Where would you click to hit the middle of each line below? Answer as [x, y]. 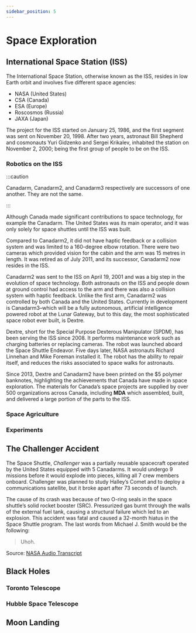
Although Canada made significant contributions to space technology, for [94, 217]
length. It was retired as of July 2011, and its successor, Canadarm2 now [93, 259]
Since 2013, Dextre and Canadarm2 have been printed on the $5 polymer [94, 374]
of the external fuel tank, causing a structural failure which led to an [87, 511]
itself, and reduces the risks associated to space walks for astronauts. [90, 362]
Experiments [25, 430]
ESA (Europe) [31, 106]
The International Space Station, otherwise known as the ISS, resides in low [97, 76]
